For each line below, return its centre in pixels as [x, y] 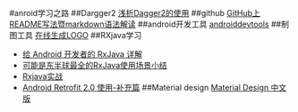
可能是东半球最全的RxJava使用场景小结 [94, 65]
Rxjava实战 [43, 76]
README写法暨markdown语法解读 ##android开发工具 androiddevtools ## [145, 24]
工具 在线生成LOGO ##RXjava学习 [79, 35]
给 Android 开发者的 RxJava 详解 [82, 54]
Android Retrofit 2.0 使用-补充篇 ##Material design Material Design [145, 88]
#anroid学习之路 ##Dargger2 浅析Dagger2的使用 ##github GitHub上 [135, 13]
